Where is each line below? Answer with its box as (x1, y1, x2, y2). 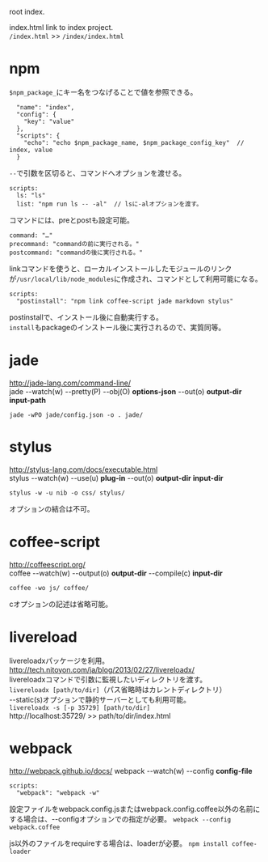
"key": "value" (23, 117, 75, 125)
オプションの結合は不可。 (9, 503, 94, 513)
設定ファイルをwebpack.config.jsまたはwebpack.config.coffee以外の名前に (9, 804, 261, 813)
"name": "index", (16, 103, 75, 112)
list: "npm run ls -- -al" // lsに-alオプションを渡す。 (16, 200, 203, 208)
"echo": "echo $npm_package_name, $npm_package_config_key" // (23, 138, 245, 146)
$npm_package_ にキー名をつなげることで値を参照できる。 (9, 87, 198, 96)
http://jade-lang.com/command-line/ (9, 378, 132, 388)
